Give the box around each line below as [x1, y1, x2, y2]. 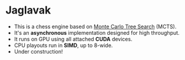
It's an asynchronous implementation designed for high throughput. [14, 29, 180, 36]
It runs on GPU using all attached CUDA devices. [14, 35, 133, 42]
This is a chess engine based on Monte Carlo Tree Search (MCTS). [14, 23, 177, 30]
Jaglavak [5, 4, 51, 17]
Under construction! [14, 48, 63, 55]
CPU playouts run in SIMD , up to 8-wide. [14, 42, 113, 49]
